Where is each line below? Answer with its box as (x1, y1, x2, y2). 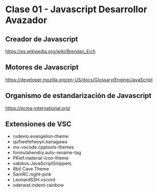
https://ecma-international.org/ (5, 105, 71, 111)
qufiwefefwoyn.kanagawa (12, 139, 67, 145)
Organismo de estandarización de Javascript (5, 91, 152, 100)
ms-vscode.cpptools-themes (12, 144, 74, 150)
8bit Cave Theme (12, 166, 50, 172)
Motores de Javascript (5, 63, 79, 72)
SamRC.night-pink (12, 171, 52, 177)
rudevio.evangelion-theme (12, 133, 69, 139)
